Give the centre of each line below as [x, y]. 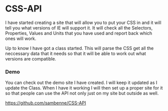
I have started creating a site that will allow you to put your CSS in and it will [83, 22]
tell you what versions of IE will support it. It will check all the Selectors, [79, 27]
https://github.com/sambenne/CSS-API [46, 103]
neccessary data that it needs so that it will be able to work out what [76, 53]
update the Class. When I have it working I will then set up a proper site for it [84, 88]
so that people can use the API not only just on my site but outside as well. [82, 93]
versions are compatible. [31, 58]
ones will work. [21, 38]
